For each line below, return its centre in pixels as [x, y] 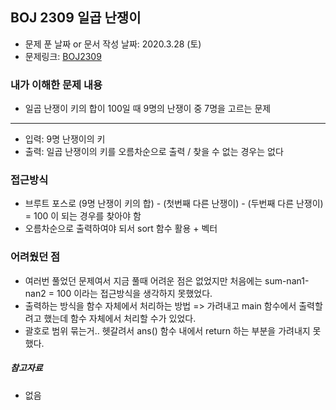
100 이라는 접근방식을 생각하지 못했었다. [134, 293]
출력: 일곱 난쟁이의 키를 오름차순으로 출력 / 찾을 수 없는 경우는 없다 [154, 152]
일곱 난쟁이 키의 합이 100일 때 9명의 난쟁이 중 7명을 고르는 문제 [148, 109]
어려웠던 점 [35, 257]
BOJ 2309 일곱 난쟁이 [76, 18]
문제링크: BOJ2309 [63, 56]
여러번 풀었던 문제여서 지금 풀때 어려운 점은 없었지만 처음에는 [143, 280]
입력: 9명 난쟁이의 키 [65, 139]
